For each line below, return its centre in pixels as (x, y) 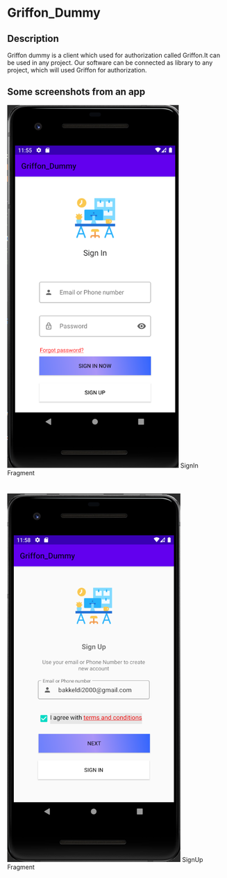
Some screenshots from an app (76, 92)
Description (33, 39)
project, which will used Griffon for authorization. (77, 70)
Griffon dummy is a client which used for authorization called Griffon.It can (114, 55)
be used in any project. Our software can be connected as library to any (110, 63)
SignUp (192, 860)
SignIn (190, 465)
